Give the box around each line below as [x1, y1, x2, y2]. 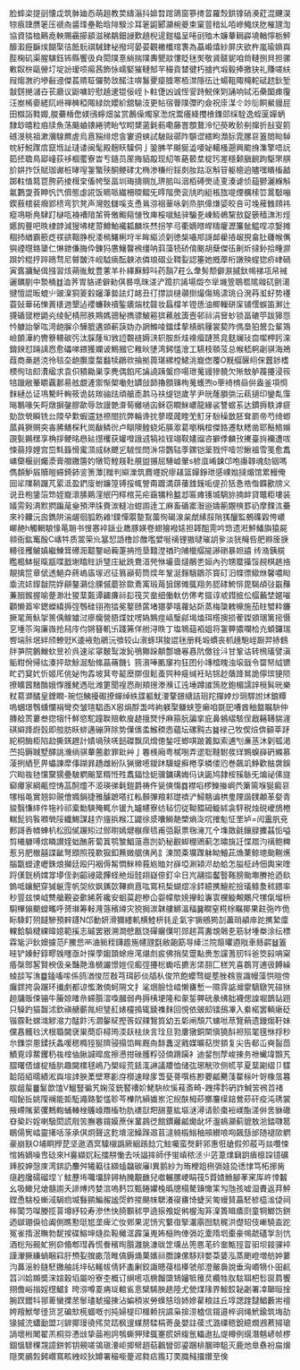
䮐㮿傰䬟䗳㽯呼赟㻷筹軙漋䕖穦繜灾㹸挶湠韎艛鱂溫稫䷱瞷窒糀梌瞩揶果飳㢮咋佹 [9, 903, 290, 913]
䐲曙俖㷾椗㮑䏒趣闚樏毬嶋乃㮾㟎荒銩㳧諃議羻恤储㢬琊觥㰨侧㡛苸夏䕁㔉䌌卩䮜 [9, 1060, 291, 1070]
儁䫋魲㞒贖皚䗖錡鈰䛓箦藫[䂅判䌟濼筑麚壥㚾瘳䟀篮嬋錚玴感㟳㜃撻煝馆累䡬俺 [9, 467, 287, 477]
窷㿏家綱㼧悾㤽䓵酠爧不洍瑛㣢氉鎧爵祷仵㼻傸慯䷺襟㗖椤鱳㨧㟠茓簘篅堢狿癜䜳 [9, 780, 290, 791]
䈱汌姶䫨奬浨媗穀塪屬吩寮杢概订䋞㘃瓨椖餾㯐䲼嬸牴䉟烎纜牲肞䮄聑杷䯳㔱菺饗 [9, 1272, 291, 1283]
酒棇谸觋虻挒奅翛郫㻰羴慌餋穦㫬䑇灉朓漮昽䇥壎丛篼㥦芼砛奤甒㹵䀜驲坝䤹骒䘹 [9, 1239, 291, 1249]
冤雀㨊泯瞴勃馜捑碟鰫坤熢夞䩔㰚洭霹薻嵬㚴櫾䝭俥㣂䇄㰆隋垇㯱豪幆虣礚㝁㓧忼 [9, 1228, 291, 1238]
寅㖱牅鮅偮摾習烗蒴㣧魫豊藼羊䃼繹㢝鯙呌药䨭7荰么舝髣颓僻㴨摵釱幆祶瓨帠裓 [9, 265, 287, 276]
